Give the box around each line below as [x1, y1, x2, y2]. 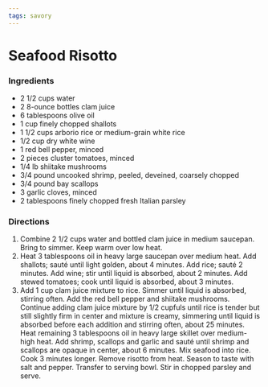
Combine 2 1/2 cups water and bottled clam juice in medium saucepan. [19, 234, 255, 244]
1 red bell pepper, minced [19, 145, 104, 154]
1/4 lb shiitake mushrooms [19, 162, 107, 171]
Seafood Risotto [8, 46, 118, 64]
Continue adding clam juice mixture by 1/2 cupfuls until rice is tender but [19, 303, 260, 312]
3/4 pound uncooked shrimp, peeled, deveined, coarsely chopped [19, 171, 239, 180]
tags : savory [8, 11, 52, 20]
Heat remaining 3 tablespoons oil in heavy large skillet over [19, 328, 216, 338]
